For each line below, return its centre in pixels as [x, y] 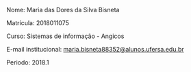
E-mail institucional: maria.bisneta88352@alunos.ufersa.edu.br [95, 49]
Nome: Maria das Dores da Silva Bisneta [63, 10]
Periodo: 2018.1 [28, 62]
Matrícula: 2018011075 [38, 23]
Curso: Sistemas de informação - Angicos [65, 36]
